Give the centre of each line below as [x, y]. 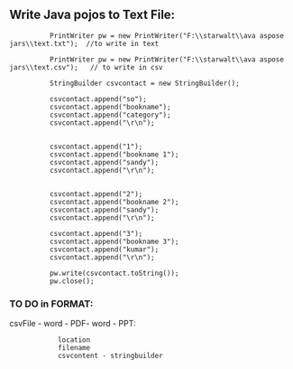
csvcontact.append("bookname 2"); [114, 202]
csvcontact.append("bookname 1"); [114, 154]
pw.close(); [72, 281]
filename [74, 348]
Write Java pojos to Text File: [92, 15]
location [74, 340]
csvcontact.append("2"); [96, 194]
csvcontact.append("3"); [96, 233]
